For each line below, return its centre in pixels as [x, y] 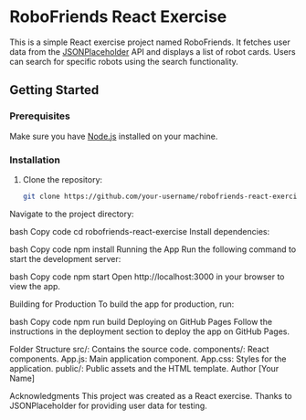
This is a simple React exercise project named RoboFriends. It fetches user [150, 42]
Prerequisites [40, 116]
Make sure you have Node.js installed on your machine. [114, 136]
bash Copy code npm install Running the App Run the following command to [153, 249]
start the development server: [65, 258]
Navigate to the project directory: [72, 214]
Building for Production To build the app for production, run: [122, 304]
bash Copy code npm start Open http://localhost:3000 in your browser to [147, 277]
